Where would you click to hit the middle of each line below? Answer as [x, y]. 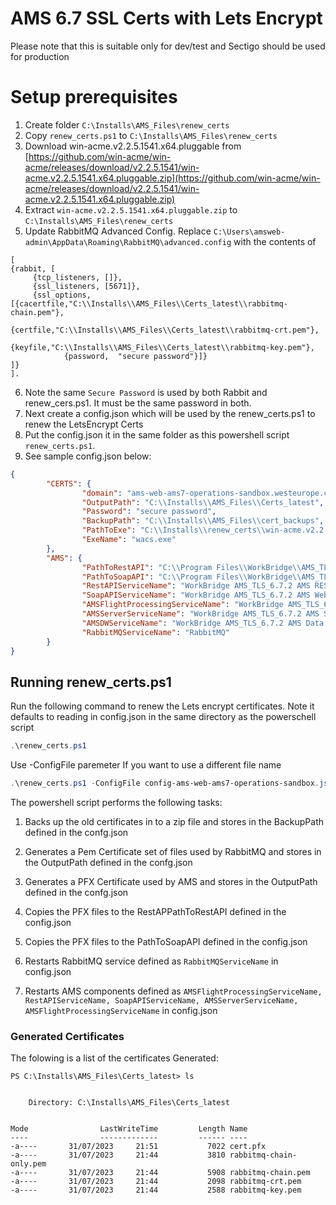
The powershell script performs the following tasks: [116, 802]
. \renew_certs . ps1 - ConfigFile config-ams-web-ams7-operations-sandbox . [165, 783]
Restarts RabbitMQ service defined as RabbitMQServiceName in [151, 961]
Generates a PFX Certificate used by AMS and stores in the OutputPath [171, 881]
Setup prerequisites [94, 97]
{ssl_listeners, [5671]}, [86, 286]
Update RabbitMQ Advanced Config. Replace [118, 231]
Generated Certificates [67, 1036]
